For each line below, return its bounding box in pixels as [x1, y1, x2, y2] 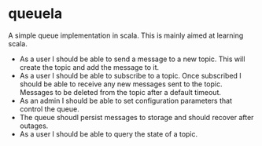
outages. [19, 121, 49, 130]
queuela [8, 5, 63, 23]
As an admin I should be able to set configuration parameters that [19, 96, 232, 105]
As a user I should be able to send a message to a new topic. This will [19, 54, 245, 64]
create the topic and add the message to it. [19, 62, 160, 71]
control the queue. [19, 104, 80, 114]
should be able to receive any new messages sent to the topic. [19, 79, 223, 89]
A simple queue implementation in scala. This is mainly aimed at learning [8, 31, 244, 40]
